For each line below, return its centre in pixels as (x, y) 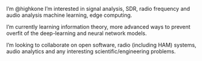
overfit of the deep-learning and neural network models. (77, 33)
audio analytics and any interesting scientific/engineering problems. (91, 51)
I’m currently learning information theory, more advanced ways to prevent (99, 27)
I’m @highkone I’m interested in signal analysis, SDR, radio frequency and (98, 9)
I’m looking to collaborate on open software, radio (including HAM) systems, (101, 45)
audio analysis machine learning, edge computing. (69, 15)
